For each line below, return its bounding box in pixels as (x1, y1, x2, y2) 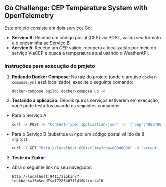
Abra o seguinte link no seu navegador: (11, 164, 92, 170)
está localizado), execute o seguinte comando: (37, 79, 134, 85)
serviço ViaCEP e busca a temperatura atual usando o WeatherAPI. (11, 50, 149, 56)
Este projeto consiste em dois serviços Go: (4, 25, 92, 31)
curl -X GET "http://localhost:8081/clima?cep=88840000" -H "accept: (11, 145, 160, 150)
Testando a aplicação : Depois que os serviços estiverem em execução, (11, 97, 160, 103)
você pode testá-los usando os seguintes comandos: (11, 102, 121, 108)
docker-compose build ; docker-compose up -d (11, 89, 106, 93)
